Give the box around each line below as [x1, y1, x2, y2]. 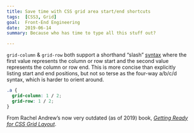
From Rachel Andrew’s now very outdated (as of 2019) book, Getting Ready [6, 114, 188, 121]
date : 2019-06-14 [6, 24, 51, 31]
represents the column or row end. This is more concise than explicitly [6, 64, 176, 71]
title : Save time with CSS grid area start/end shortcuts [6, 8, 151, 15]
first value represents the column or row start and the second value [6, 58, 169, 65]
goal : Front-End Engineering [6, 19, 81, 25]
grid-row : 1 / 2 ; [12, 98, 54, 104]
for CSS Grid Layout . [6, 120, 57, 127]
